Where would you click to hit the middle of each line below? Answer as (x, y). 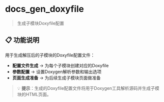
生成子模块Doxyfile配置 (41, 23)
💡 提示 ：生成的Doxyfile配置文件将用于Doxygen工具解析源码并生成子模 (88, 88)
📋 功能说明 (22, 40)
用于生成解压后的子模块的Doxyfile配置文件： (50, 55)
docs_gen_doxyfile (45, 9)
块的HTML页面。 (34, 94)
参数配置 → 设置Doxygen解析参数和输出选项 (57, 72)
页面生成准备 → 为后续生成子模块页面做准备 (56, 77)
